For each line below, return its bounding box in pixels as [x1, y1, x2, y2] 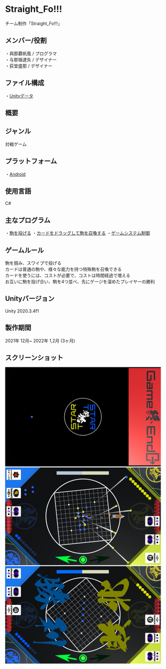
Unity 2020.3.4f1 [5, 308, 40, 314]
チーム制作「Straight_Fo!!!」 [5, 20, 63, 26]
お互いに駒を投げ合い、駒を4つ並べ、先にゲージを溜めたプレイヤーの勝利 [5, 279, 155, 285]
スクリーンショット [5, 354, 63, 362]
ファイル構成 [5, 79, 44, 87]
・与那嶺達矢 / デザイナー [5, 56, 57, 62]
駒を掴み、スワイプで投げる [5, 260, 62, 266]
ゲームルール [5, 246, 44, 255]
